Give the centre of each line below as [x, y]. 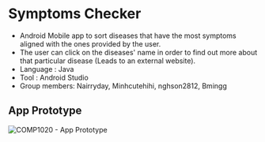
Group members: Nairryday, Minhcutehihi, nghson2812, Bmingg [123, 86]
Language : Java [47, 69]
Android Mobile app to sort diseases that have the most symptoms [128, 35]
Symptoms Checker [75, 14]
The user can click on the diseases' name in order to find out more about [138, 52]
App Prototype [45, 111]
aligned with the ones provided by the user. [90, 43]
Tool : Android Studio [54, 77]
